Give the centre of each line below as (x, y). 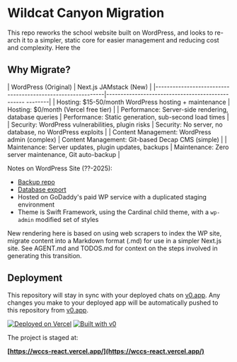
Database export (42, 189)
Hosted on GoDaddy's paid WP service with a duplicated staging (112, 197)
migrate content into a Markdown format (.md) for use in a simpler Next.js (114, 240)
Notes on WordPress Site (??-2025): (60, 168)
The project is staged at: (43, 337)
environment (36, 204)
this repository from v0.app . (48, 310)
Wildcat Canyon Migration (86, 13)
